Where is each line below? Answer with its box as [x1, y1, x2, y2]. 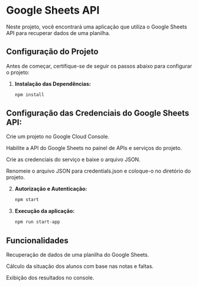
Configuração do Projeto [6, 47, 99, 57]
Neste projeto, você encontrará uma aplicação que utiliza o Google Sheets [6, 23, 187, 30]
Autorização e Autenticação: [14, 185, 87, 193]
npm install [14, 91, 44, 98]
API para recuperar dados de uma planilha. [6, 29, 111, 36]
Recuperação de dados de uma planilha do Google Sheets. [6, 251, 150, 258]
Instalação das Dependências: [14, 80, 91, 87]
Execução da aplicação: [14, 208, 75, 215]
